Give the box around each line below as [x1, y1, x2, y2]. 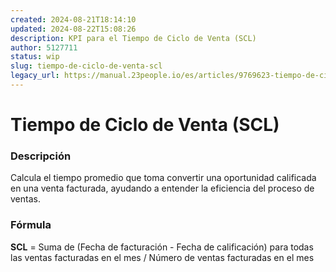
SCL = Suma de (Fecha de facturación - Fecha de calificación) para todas [10, 241, 314, 253]
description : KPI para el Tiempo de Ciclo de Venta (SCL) [10, 33, 257, 43]
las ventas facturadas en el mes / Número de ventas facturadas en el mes [10, 251, 315, 263]
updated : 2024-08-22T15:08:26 [10, 24, 137, 34]
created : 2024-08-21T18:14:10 [10, 14, 137, 25]
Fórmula [10, 218, 52, 232]
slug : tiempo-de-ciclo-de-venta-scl [10, 61, 163, 71]
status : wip [10, 52, 60, 62]
